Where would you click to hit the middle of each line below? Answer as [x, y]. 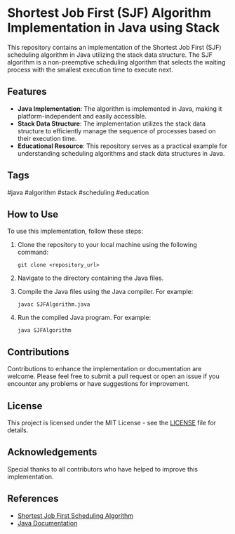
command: [33, 252]
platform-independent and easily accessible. [82, 116]
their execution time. [47, 138]
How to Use [33, 214]
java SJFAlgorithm [44, 331]
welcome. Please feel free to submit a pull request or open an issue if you [113, 376]
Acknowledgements [52, 452]
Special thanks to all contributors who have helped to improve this [103, 469]
